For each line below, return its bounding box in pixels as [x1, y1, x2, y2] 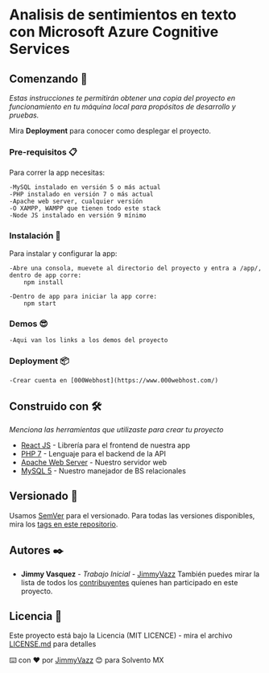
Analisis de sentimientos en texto [9, 6, 237, 24]
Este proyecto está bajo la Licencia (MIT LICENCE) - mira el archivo [9, 630, 233, 641]
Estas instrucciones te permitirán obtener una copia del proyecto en [9, 93, 236, 102]
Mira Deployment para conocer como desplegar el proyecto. [9, 126, 212, 135]
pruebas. [9, 110, 39, 120]
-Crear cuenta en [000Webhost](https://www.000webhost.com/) [9, 377, 219, 385]
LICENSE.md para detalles [9, 639, 97, 649]
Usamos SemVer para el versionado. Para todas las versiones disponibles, [9, 510, 255, 520]
